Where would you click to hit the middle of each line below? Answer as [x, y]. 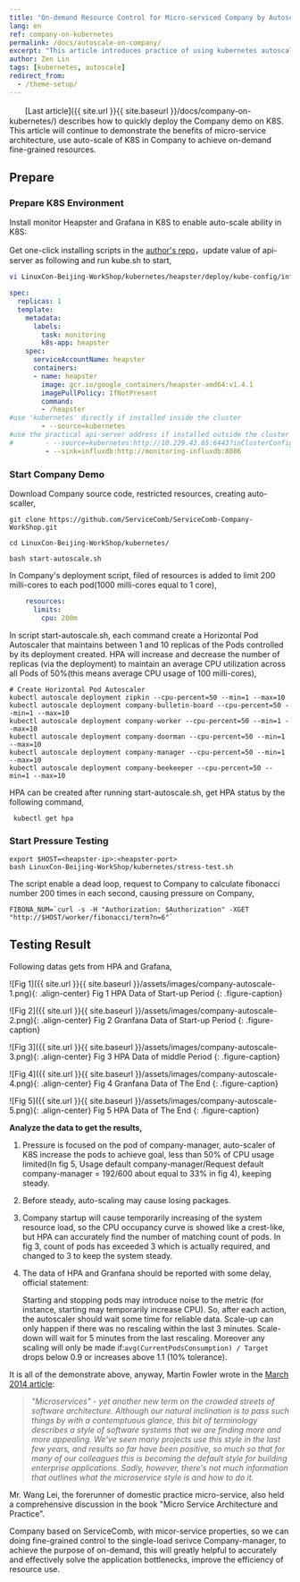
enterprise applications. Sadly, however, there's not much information [159, 1467]
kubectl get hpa [43, 818]
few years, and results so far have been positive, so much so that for [158, 1449]
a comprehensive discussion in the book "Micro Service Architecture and [144, 1504]
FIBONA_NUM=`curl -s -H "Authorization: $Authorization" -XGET [129, 910]
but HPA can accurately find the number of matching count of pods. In [151, 1236]
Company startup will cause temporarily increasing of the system [142, 1218]
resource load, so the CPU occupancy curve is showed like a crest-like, [154, 1227]
